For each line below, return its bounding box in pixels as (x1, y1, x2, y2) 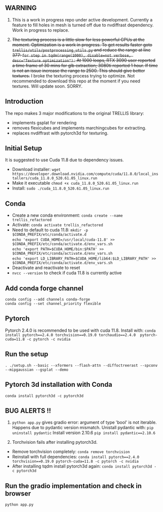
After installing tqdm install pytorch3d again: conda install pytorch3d (12, 463, 152, 469)
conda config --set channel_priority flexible (5, 302, 101, 306)
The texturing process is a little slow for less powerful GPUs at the (12, 37, 145, 42)
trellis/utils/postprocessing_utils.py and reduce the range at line (12, 47, 151, 53)
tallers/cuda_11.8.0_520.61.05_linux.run (12, 176, 97, 181)
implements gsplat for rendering (12, 119, 77, 126)
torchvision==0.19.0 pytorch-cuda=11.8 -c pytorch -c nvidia (12, 459, 139, 464)
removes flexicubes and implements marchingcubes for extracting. (12, 125, 146, 131)
